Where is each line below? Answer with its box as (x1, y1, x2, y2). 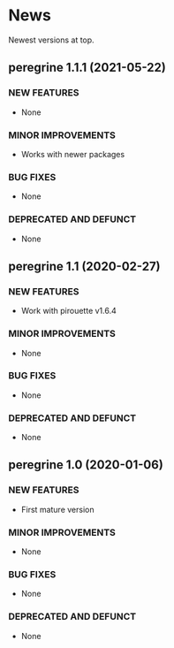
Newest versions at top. (8, 34, 95, 45)
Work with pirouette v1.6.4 (20, 306, 117, 316)
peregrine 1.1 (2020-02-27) (8, 258, 161, 274)
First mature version (20, 504, 95, 515)
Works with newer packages (20, 149, 125, 159)
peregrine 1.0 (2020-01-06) (8, 457, 164, 473)
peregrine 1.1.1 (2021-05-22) (8, 60, 167, 75)
